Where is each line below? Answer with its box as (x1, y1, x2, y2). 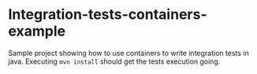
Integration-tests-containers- (8, 6, 207, 24)
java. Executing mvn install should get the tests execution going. (8, 57, 221, 66)
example (8, 22, 66, 40)
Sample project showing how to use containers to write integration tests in (8, 48, 250, 57)
